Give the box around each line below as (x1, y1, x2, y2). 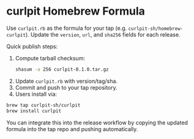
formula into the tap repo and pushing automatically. (6, 125, 138, 132)
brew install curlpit (6, 108, 62, 114)
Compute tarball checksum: (15, 54, 86, 62)
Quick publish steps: (6, 43, 58, 50)
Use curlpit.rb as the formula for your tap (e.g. (6, 24, 127, 32)
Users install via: (15, 90, 57, 98)
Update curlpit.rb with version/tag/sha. (15, 77, 118, 85)
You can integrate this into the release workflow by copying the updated (6, 119, 188, 126)
